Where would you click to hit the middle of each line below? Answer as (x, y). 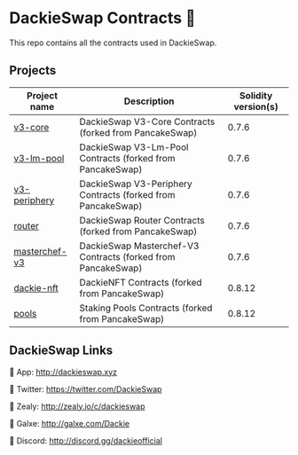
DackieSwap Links (61, 351)
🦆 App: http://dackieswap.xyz (63, 372)
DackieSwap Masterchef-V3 (139, 246)
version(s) (256, 106)
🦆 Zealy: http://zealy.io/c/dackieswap (77, 406)
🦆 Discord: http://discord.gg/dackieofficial (86, 440)
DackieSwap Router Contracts (142, 220)
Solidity (256, 95)
